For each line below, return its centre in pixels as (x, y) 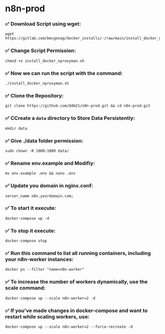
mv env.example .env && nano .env (41, 173)
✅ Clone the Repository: (34, 96)
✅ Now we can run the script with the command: (64, 73)
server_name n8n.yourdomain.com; (39, 196)
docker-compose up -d (27, 218)
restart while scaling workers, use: (47, 316)
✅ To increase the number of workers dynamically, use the (76, 282)
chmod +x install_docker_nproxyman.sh (45, 61)
